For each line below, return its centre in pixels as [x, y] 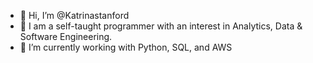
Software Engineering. [66, 36]
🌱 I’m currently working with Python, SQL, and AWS [126, 47]
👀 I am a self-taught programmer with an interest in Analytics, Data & [161, 26]
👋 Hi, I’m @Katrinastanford [74, 15]
